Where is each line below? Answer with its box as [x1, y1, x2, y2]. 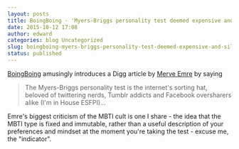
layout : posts [7, 10, 50, 18]
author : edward [7, 30, 53, 38]
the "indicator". [7, 134, 52, 143]
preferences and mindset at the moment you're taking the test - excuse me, [7, 127, 229, 136]
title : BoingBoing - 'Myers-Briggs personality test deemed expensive [7, 17, 221, 24]
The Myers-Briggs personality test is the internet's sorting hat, [24, 83, 208, 92]
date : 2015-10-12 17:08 [7, 23, 78, 31]
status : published [7, 50, 62, 57]
